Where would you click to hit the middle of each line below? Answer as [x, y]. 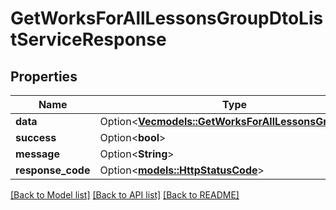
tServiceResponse [88, 39]
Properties [44, 76]
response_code [53, 170]
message [37, 154]
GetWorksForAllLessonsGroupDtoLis [167, 18]
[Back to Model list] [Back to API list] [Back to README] [125, 195]
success [36, 137]
